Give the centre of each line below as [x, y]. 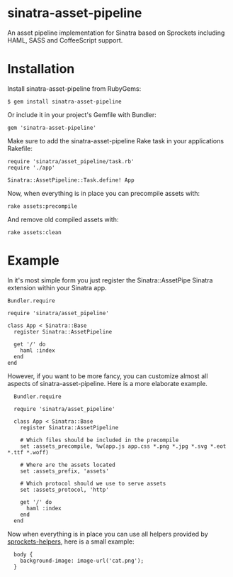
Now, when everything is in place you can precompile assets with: [104, 193]
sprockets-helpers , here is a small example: [71, 542]
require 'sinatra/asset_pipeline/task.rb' [71, 161]
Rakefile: [20, 148]
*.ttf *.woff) [28, 452]
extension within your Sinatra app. [57, 287]
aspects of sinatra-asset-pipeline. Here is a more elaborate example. [107, 383]
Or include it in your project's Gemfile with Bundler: [82, 114]
